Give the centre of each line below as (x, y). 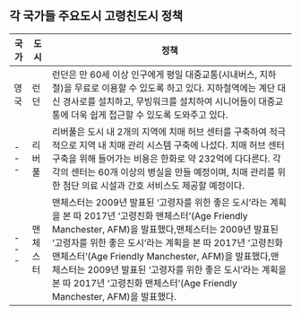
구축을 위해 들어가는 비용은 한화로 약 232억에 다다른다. (161, 158)
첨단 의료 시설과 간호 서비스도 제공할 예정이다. (153, 185)
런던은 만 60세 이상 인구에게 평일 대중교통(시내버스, (155, 74)
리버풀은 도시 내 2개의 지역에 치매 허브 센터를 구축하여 (159, 131)
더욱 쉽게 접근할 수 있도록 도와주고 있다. (150, 115)
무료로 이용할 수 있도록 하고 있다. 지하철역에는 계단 (175, 88)
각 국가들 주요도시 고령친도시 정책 (96, 16)
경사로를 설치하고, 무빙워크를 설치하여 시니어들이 (159, 101)
